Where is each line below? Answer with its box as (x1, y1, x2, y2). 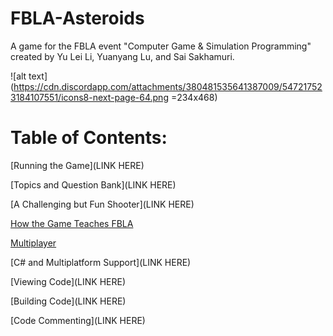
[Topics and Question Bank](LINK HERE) (10, 178, 177, 191)
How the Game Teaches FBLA (10, 217, 134, 229)
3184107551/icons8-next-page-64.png (10, 91, 169, 103)
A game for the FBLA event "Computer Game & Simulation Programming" (10, 40, 312, 52)
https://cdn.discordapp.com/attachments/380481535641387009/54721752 (13, 80, 323, 92)
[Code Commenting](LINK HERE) (10, 314, 146, 326)
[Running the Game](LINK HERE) (10, 159, 145, 171)
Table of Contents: (10, 127, 168, 149)
